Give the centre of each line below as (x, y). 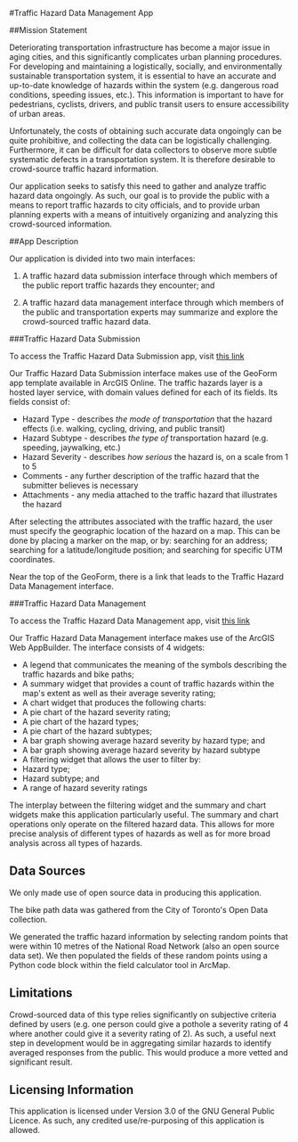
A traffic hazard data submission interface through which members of (150, 276)
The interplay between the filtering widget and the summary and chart (138, 805)
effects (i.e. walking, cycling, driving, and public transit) (124, 428)
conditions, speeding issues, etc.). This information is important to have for (147, 94)
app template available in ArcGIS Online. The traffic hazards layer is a (136, 383)
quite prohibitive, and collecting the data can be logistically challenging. (141, 140)
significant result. (41, 1062)
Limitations (41, 993)
